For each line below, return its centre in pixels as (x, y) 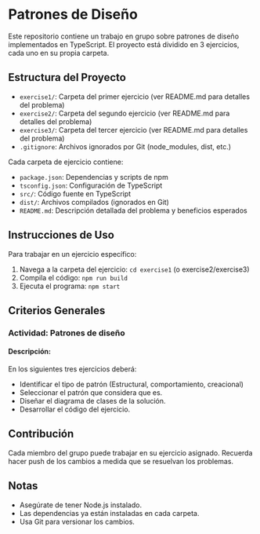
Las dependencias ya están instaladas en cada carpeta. (109, 513)
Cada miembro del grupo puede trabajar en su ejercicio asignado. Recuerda (130, 452)
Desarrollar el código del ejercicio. (75, 409)
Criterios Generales (57, 311)
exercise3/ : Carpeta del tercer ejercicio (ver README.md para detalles (134, 130)
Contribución (41, 434)
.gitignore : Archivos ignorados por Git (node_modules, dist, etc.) (125, 146)
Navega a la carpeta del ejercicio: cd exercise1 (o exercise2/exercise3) (134, 269)
